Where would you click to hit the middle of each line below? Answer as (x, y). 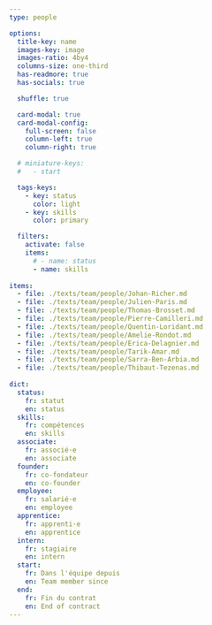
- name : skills (61, 269)
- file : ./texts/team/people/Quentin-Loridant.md (110, 327)
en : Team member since (67, 582)
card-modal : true (49, 114)
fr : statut (45, 400)
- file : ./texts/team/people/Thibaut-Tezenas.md (108, 368)
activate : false (55, 245)
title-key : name (47, 42)
